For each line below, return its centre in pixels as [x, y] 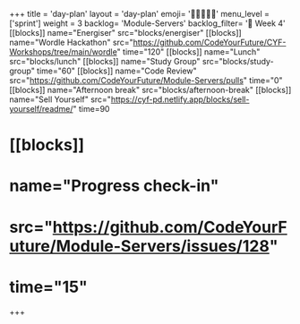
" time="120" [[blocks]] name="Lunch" [189, 52]
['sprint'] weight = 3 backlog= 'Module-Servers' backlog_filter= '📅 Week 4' [148, 23]
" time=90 [91, 109]
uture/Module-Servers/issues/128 [140, 246]
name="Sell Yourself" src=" [60, 99]
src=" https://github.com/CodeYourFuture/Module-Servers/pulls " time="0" [146, 80]
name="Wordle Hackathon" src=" [71, 42]
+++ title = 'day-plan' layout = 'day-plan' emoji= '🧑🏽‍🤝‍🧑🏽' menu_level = [140, 14]
